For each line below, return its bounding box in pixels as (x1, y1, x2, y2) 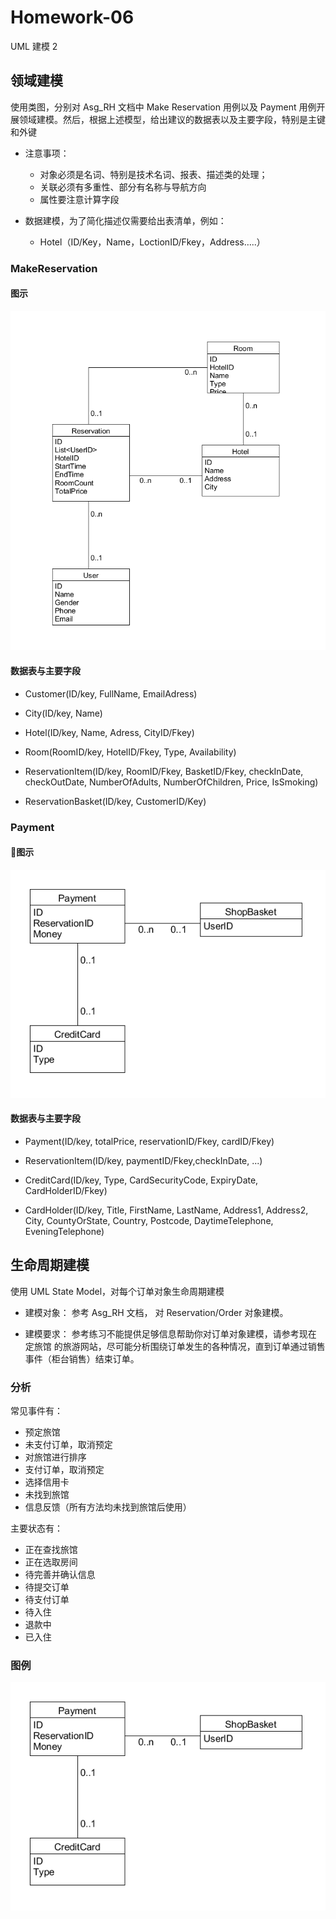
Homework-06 (10, 6, 135, 29)
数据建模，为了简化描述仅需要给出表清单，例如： (24, 214, 227, 226)
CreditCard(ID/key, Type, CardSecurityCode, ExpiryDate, (24, 1174, 259, 1186)
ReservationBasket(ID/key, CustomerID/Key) (24, 795, 207, 807)
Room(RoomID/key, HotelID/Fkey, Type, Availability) (24, 746, 237, 758)
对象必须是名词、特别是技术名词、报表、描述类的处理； (39, 168, 268, 180)
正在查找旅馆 (24, 1544, 78, 1556)
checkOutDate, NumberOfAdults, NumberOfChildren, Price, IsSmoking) (24, 776, 319, 788)
